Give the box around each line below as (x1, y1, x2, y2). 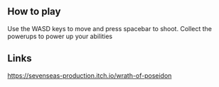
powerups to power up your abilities (7, 32, 112, 40)
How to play (7, 6, 61, 18)
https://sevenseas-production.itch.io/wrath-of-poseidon (7, 71, 172, 80)
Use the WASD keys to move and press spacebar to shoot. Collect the (7, 24, 212, 33)
